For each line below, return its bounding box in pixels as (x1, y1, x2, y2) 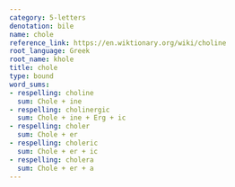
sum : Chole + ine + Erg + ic (17, 113, 126, 122)
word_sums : (9, 80, 50, 89)
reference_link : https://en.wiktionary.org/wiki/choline (9, 38, 227, 48)
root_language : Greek (9, 47, 91, 56)
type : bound (9, 72, 54, 81)
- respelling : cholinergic (9, 105, 110, 114)
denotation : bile (9, 22, 74, 31)
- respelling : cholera (9, 155, 94, 165)
